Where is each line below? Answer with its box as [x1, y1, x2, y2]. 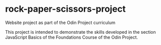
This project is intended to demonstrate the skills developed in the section [5, 29, 156, 35]
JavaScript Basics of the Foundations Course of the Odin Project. [5, 34, 138, 40]
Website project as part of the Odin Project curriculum [5, 20, 115, 25]
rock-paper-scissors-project [5, 3, 126, 15]
